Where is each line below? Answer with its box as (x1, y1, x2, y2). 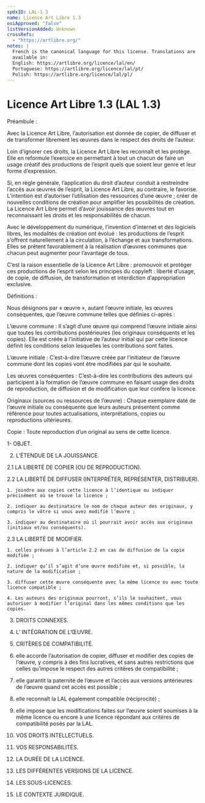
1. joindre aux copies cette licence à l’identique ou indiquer (7, 488, 174, 494)
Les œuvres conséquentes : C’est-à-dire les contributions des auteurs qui (7, 372, 193, 380)
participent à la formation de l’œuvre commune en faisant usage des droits (7, 379, 195, 386)
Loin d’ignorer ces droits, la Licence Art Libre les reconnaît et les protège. (7, 148, 192, 156)
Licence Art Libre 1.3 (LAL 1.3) (7, 98, 161, 112)
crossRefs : (7, 32, 35, 38)
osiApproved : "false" (7, 20, 62, 26)
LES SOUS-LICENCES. (15, 779, 73, 787)
